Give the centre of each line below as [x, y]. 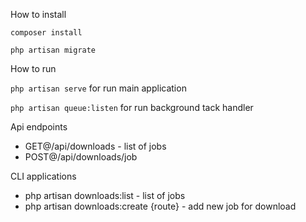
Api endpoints [39, 127]
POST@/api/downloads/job [81, 157]
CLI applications [43, 176]
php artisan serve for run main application [98, 88]
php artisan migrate [53, 50]
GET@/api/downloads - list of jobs [95, 146]
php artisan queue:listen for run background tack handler [132, 107]
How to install [38, 14]
